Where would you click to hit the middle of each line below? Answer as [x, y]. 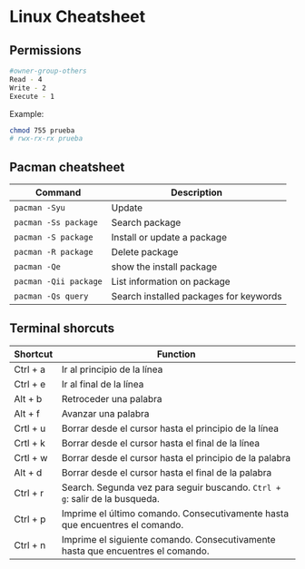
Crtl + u [30, 428]
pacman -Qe [37, 267]
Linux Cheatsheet [78, 17]
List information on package [171, 281]
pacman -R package [54, 252]
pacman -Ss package [56, 223]
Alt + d [28, 472]
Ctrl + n [30, 544]
